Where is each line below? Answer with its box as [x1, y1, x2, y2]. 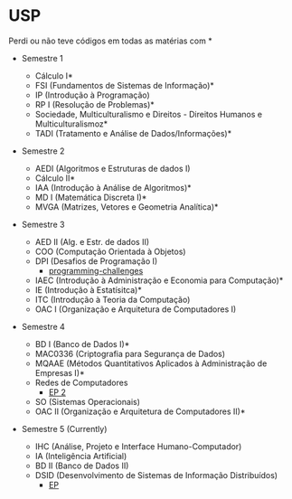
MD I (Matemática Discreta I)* [34, 192, 147, 202]
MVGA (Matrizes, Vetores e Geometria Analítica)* [34, 201, 219, 212]
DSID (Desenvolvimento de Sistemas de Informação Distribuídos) [34, 469, 278, 480]
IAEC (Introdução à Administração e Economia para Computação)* [34, 275, 284, 286]
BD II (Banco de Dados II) [34, 460, 129, 471]
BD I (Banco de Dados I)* [34, 338, 130, 349]
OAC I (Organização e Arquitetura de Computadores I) [34, 304, 237, 315]
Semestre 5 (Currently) [21, 423, 108, 434]
